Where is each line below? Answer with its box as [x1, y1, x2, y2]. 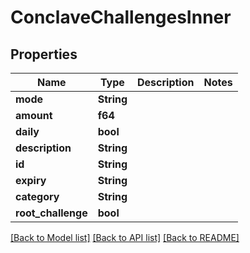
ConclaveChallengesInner [10, 6, 232, 29]
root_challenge [15, 206, 88, 220]
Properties [10, 46, 78, 63]
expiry [15, 174, 47, 187]
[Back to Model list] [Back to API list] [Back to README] [10, 232, 240, 243]
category [15, 190, 60, 203]
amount [15, 109, 53, 122]
